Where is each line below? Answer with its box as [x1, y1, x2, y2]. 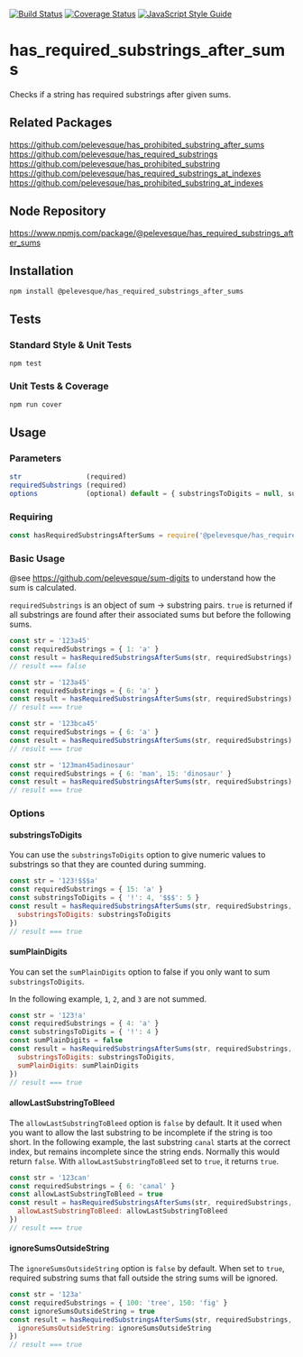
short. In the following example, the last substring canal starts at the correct [9, 1136, 291, 1147]
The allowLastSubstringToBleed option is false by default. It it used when [9, 1117, 282, 1128]
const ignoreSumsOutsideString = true [9, 1307, 155, 1316]
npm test [9, 359, 42, 369]
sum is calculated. [9, 582, 77, 593]
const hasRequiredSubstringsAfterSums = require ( [9, 530, 200, 540]
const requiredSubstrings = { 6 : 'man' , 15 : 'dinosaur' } [9, 769, 232, 778]
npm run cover [9, 400, 63, 409]
